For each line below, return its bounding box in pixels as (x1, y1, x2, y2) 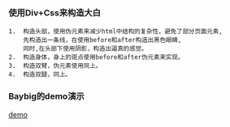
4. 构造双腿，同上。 (8, 70, 72, 78)
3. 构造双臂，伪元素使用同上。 (8, 62, 102, 70)
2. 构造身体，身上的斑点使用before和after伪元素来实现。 (8, 53, 184, 61)
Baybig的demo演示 (8, 91, 85, 102)
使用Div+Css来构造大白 (8, 6, 102, 18)
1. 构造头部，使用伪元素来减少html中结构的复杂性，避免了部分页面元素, (8, 28, 223, 36)
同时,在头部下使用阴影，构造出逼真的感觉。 (23, 44, 148, 53)
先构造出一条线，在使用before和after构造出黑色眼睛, (23, 36, 182, 44)
